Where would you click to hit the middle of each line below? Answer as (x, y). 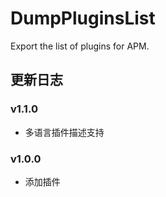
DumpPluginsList (83, 18)
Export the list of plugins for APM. (80, 46)
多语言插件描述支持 (64, 132)
